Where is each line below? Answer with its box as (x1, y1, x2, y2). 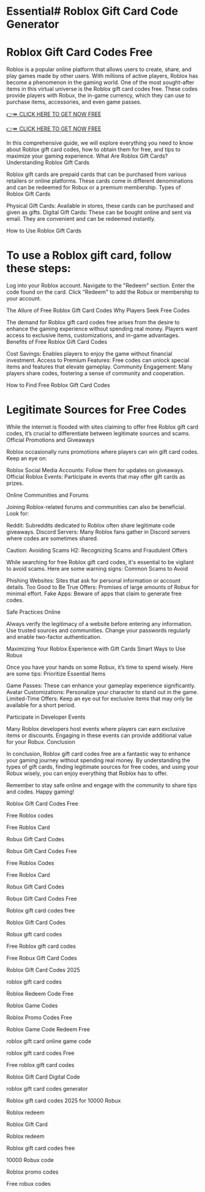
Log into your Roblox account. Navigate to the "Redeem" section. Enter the (6, 282, 195, 289)
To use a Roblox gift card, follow (6, 248, 172, 262)
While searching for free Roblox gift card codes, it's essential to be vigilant (6, 559, 194, 565)
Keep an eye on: (6, 455, 48, 462)
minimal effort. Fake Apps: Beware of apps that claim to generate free (6, 590, 182, 597)
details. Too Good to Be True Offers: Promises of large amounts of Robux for (6, 584, 199, 590)
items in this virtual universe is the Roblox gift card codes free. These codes (6, 85, 198, 93)
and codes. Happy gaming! (6, 788, 75, 795)
